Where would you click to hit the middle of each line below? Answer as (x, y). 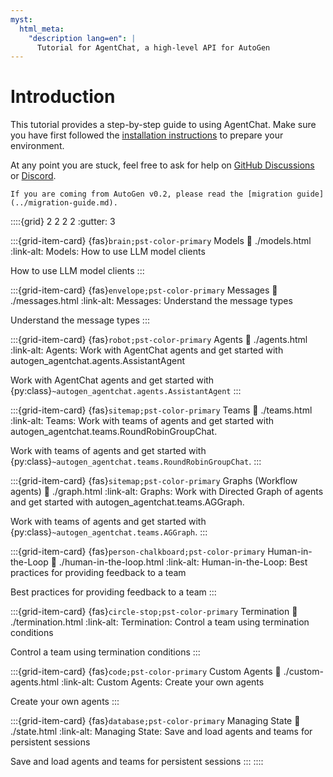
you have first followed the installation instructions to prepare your (147, 135)
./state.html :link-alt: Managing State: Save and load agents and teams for (161, 732)
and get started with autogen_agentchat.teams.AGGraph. (127, 502)
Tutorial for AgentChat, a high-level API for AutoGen (153, 47)
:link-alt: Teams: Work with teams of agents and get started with (142, 421)
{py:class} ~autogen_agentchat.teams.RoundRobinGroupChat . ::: (136, 462)
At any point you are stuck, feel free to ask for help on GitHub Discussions (162, 165)
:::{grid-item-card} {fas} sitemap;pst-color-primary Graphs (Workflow (154, 481)
